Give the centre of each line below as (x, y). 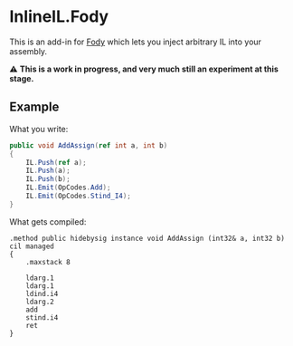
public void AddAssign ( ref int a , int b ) (89, 145)
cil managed (32, 246)
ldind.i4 (42, 293)
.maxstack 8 (48, 262)
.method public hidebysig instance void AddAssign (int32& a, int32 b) (147, 238)
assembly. (28, 51)
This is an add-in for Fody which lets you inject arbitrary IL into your (136, 42)
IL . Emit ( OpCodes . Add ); (68, 187)
